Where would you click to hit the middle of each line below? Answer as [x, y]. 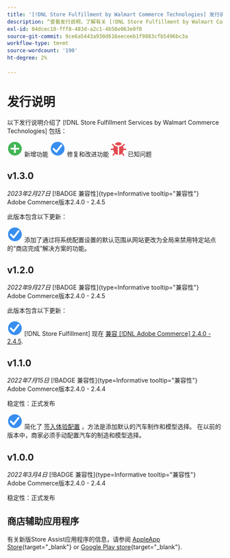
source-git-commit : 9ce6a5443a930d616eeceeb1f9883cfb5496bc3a [98, 36]
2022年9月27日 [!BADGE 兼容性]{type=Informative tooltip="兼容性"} [103, 287]
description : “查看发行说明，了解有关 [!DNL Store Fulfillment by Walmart [110, 22]
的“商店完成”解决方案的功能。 [49, 248]
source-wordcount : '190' [42, 51]
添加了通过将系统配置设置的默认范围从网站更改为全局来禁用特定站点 [120, 239]
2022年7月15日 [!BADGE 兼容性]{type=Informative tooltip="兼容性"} [103, 380]
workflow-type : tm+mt [38, 44]
